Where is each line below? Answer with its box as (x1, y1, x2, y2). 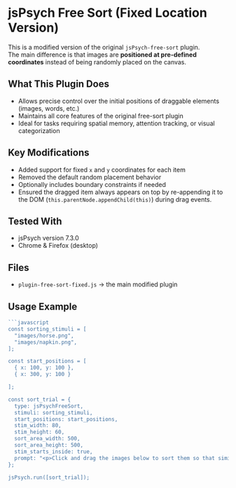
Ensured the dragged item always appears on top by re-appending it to (18, 188, 223, 196)
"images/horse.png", (14, 332, 74, 339)
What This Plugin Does (8, 78, 109, 90)
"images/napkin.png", (14, 338, 78, 346)
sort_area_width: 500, (14, 435, 81, 442)
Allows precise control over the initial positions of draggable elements (18, 97, 220, 105)
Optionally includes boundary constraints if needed (18, 180, 167, 188)
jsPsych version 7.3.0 (18, 234, 79, 242)
